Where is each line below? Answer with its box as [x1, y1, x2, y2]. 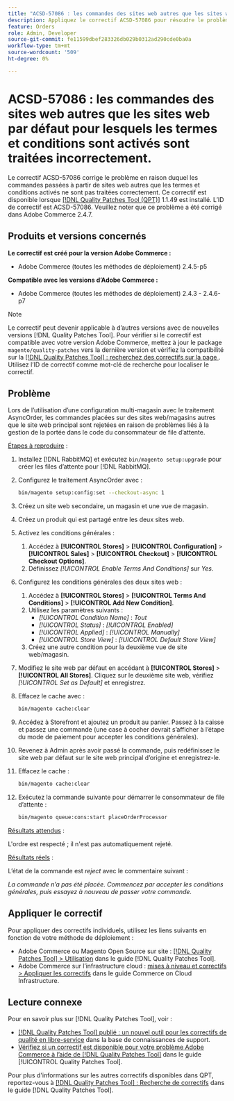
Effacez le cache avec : [17, 692, 85, 700]
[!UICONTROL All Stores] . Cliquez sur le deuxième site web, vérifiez [17, 671, 214, 680]
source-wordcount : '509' [8, 49, 80, 56]
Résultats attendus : [8, 826, 65, 834]
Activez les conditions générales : [17, 529, 115, 537]
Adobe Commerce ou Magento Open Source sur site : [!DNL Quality [17, 947, 212, 955]
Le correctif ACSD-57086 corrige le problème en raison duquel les [8, 173, 199, 181]
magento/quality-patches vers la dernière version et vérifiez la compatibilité [8, 345, 224, 354]
